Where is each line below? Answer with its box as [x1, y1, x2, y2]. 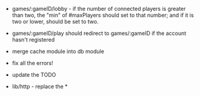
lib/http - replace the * [12, 83, 68, 90]
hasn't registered [12, 36, 55, 43]
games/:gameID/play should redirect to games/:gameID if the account [12, 30, 187, 37]
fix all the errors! [12, 60, 53, 66]
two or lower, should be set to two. [12, 18, 99, 25]
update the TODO [12, 71, 56, 78]
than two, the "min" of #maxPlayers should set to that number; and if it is [12, 11, 194, 19]
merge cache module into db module [12, 48, 104, 55]
